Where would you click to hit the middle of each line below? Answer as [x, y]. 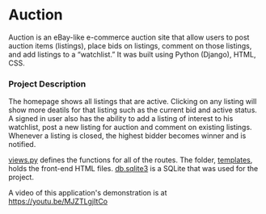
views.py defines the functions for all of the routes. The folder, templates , [131, 160]
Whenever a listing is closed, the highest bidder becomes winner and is [127, 136]
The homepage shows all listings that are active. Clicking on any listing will [133, 102]
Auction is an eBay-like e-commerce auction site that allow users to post [129, 37]
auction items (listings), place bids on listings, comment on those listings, [130, 45]
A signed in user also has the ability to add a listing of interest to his [121, 119]
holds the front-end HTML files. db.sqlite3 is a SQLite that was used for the [133, 169]
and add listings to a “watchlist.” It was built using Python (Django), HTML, [132, 54]
